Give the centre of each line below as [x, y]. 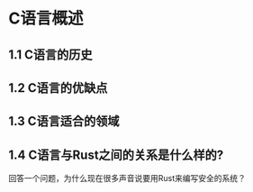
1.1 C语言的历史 [50, 55]
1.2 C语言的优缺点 [58, 88]
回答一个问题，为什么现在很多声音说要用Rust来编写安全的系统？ [127, 178]
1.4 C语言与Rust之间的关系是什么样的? [116, 155]
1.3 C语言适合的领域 [64, 121]
